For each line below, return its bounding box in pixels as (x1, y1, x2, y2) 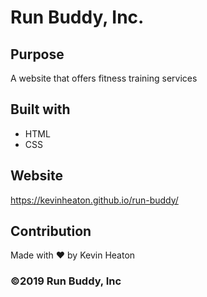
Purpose (10, 46, 65, 63)
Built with (10, 101, 71, 118)
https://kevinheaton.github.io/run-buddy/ (10, 194, 179, 206)
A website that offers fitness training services (10, 72, 198, 84)
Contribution (10, 223, 92, 240)
